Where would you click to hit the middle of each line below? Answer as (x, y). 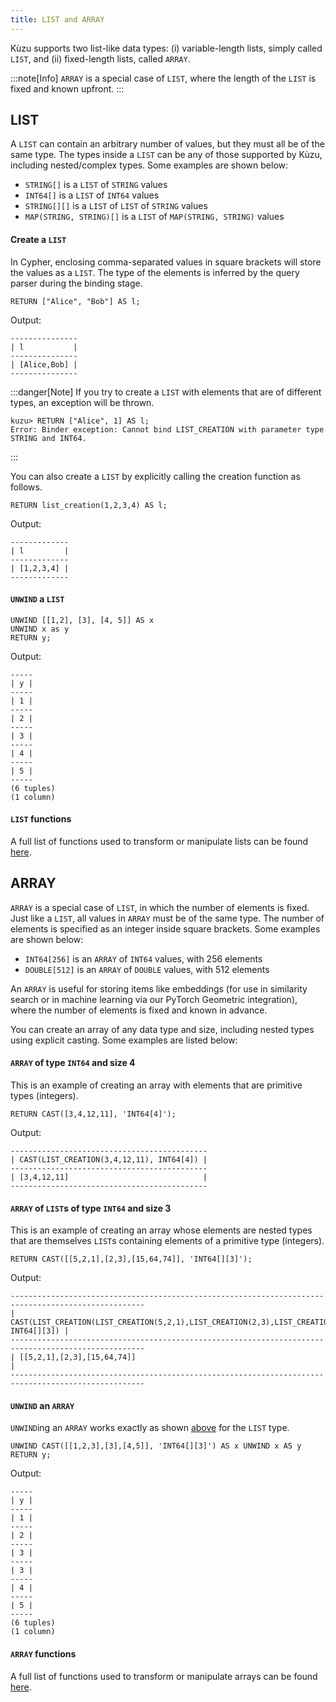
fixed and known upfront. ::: (67, 88)
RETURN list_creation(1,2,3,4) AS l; (89, 505)
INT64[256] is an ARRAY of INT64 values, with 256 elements (143, 958)
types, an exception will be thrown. (82, 402)
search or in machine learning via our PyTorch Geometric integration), (154, 999)
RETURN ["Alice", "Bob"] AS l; (75, 301)
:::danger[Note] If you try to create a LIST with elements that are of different (166, 392)
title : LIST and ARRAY (57, 19)
